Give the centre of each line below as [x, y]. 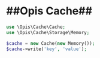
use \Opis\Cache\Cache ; [36, 27]
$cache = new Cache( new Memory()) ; [51, 43]
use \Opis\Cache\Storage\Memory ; [48, 32]
